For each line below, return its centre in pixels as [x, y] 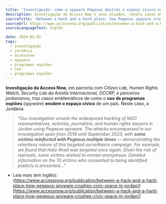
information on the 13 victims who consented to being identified [82, 160]
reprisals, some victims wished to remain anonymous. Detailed [82, 155]
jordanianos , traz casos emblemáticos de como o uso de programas [75, 98]
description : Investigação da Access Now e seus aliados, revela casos [81, 14]
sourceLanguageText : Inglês [34, 28]
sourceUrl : [17, 23]
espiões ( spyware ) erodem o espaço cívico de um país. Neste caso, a [77, 103]
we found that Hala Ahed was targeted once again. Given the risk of [87, 150]
